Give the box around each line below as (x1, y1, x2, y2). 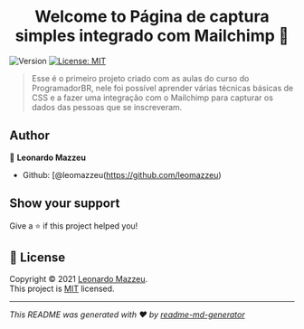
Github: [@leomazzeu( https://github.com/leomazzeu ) (22, 169, 222, 180)
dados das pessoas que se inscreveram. (31, 101, 183, 112)
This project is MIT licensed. (9, 283, 115, 295)
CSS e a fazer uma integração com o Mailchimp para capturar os (31, 92, 274, 103)
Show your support (9, 196, 120, 211)
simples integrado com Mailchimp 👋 (14, 25, 290, 46)
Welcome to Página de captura (34, 6, 270, 27)
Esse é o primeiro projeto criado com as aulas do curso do (31, 72, 250, 83)
